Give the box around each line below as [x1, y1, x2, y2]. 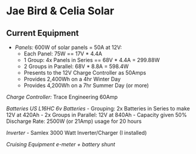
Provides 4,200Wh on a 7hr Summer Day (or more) [23, 82, 149, 89]
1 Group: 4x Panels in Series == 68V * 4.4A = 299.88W [23, 57, 160, 63]
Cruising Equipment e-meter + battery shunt [6, 141, 115, 147]
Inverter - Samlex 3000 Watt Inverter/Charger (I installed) [6, 130, 148, 136]
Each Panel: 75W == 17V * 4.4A [23, 50, 103, 57]
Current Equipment [6, 28, 79, 38]
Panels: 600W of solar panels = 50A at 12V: [14, 44, 122, 51]
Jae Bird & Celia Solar [6, 4, 115, 18]
